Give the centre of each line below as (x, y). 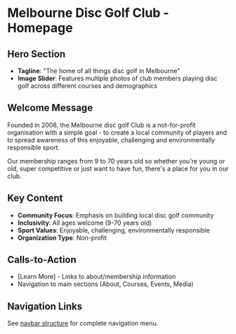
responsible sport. (34, 147)
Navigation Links (45, 306)
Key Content (35, 198)
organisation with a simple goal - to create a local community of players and (117, 132)
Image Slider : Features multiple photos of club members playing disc (117, 78)
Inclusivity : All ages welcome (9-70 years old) (85, 223)
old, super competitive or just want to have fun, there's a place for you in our (118, 168)
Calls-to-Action (42, 260)
